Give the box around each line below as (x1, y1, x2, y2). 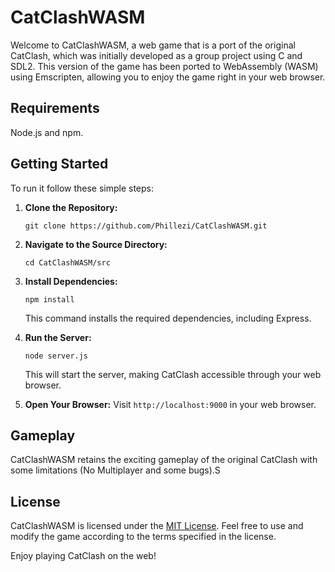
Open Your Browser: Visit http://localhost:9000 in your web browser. (24, 398, 317, 410)
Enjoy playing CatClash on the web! (10, 550, 157, 562)
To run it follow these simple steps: (10, 182, 155, 194)
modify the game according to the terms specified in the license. (10, 531, 277, 543)
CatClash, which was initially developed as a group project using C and (10, 49, 303, 61)
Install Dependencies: (24, 275, 118, 287)
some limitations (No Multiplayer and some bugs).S (10, 464, 221, 476)
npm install (24, 294, 75, 305)
